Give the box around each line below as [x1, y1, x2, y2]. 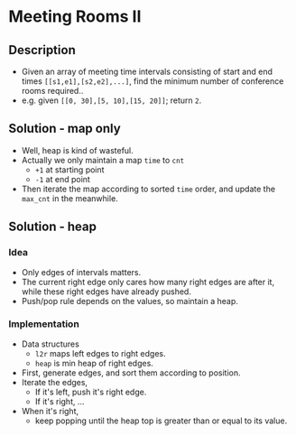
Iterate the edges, [21, 376, 88, 387]
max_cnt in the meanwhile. [21, 192, 118, 204]
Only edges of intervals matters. [21, 266, 142, 277]
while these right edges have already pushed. [21, 286, 191, 297]
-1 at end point [34, 173, 91, 184]
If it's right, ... [34, 395, 85, 407]
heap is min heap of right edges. [34, 357, 154, 368]
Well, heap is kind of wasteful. [21, 144, 134, 155]
